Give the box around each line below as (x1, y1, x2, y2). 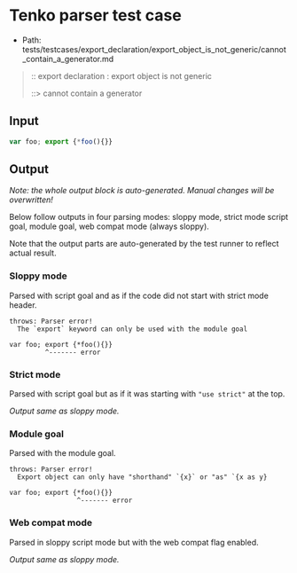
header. (9, 299, 37, 310)
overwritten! (9, 194, 53, 205)
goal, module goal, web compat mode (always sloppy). (9, 221, 210, 232)
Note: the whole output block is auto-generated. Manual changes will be (9, 185, 275, 196)
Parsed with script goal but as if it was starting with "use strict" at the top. (9, 389, 285, 399)
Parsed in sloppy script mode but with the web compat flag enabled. (9, 537, 259, 547)
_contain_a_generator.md (21, 53, 114, 64)
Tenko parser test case (9, 5, 182, 26)
